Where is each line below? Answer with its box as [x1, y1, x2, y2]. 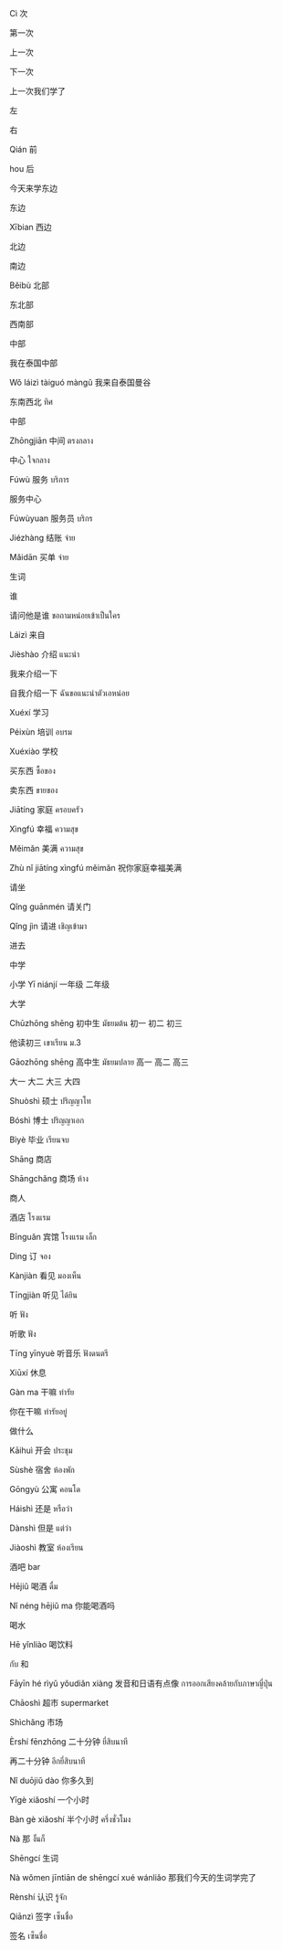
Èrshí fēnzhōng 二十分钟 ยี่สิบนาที [9, 1736, 128, 1747]
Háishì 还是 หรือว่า [9, 1503, 73, 1514]
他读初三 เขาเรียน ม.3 [9, 1037, 82, 1048]
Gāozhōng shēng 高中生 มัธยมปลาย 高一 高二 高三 [9, 1056, 189, 1067]
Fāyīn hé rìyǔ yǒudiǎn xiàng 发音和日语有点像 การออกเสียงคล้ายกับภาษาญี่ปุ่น [9, 1678, 274, 1689]
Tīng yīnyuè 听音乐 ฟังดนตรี [9, 1348, 109, 1359]
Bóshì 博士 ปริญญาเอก [9, 1115, 85, 1126]
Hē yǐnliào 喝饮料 [9, 1639, 74, 1649]
